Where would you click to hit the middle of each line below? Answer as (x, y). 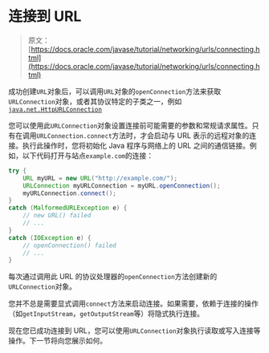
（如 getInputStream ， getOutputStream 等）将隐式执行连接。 (106, 314)
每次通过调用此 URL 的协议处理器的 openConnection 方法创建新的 (113, 277)
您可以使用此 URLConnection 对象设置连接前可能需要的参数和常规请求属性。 (130, 125)
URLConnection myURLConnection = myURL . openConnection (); (122, 185)
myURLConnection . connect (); (69, 193)
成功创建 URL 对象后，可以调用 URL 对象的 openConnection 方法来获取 (115, 91)
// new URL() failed (57, 216)
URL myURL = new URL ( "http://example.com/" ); (100, 178)
